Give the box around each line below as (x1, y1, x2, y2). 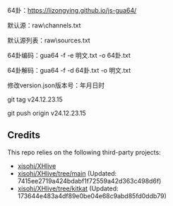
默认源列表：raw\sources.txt (7, 36, 90, 44)
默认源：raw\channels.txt (7, 21, 81, 30)
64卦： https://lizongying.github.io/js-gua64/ (7, 6, 137, 14)
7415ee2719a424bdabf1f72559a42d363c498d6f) (17, 176, 162, 185)
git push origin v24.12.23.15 (7, 109, 86, 117)
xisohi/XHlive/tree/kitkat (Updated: (17, 184, 119, 193)
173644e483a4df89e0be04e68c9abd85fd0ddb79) (17, 191, 167, 200)
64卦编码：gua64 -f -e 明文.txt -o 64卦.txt (7, 51, 131, 59)
